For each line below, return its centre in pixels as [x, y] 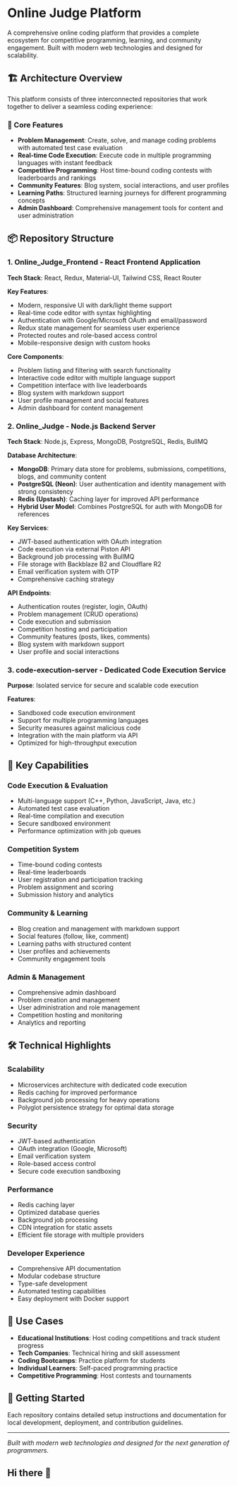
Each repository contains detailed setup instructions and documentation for [117, 1415]
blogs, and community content [62, 476]
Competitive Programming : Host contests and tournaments [104, 1376]
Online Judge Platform [74, 13]
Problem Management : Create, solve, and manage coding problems [117, 140]
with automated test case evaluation [70, 148]
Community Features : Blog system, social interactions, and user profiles [123, 185]
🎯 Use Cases [36, 1321]
